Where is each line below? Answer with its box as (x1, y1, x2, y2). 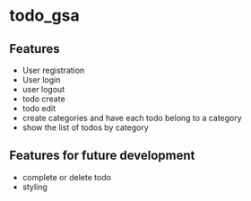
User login (22, 74, 61, 85)
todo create (22, 93, 65, 104)
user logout (22, 84, 65, 94)
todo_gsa (9, 5, 80, 26)
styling (22, 181, 48, 192)
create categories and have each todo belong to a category (22, 113, 242, 123)
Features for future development (9, 148, 195, 163)
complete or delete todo (22, 171, 112, 182)
